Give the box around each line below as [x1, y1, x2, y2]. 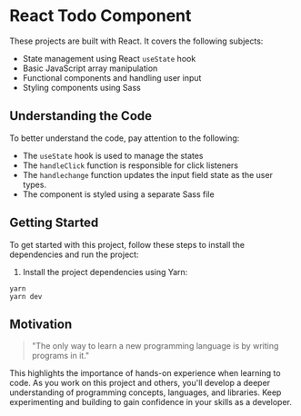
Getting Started [9, 215, 99, 231]
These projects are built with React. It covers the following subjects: [9, 35, 264, 46]
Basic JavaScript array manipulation [22, 63, 158, 74]
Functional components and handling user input [22, 72, 202, 83]
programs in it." [31, 351, 90, 362]
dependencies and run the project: [9, 249, 139, 260]
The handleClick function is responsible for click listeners [22, 160, 239, 171]
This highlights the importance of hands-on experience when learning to [9, 368, 281, 379]
